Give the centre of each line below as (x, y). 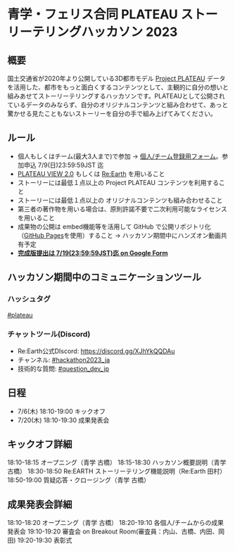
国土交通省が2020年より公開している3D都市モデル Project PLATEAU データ (116, 78)
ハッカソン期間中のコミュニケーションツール (104, 278)
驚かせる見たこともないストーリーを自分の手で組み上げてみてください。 (112, 114)
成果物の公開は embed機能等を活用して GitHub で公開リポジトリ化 (114, 227)
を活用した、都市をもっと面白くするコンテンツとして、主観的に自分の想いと (118, 87)
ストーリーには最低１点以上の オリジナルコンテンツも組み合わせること (120, 200)
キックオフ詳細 (40, 444)
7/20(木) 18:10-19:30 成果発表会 (63, 420)
